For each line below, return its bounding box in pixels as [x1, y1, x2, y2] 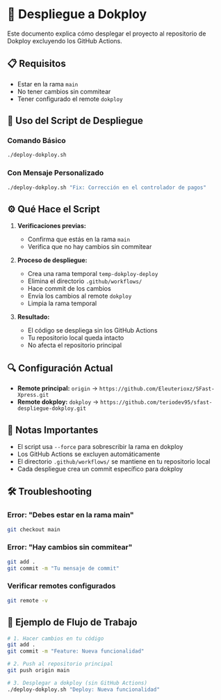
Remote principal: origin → [17, 384, 99, 393]
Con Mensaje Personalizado [7, 168, 104, 178]
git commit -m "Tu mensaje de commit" [7, 565, 120, 572]
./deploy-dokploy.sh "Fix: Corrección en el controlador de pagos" [7, 184, 207, 191]
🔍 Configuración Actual [7, 362, 113, 374]
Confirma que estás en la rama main [27, 235, 131, 243]
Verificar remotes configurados [7, 581, 116, 591]
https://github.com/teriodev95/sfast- [100, 399, 213, 406]
